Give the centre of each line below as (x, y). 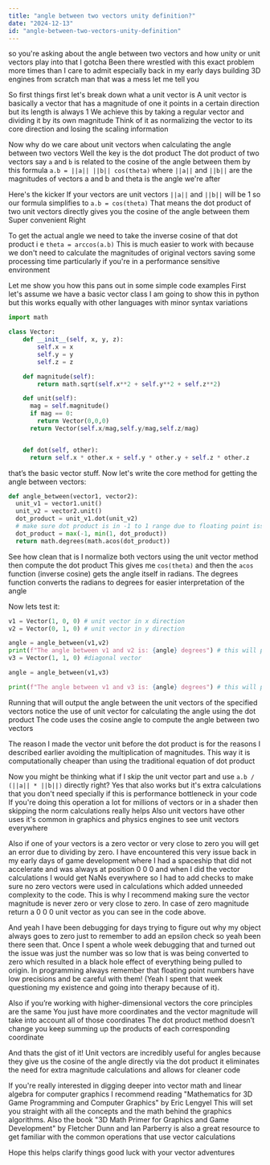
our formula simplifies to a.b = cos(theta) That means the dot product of (130, 203)
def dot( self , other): (61, 450)
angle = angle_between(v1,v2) (59, 643)
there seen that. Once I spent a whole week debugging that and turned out (132, 944)
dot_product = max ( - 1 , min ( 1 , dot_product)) (91, 533)
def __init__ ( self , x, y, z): (74, 340)
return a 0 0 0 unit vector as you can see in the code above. (107, 911)
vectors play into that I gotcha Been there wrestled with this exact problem (131, 62)
